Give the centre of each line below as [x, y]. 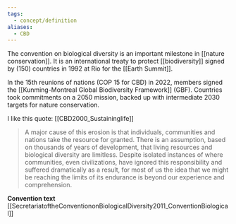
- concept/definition [45, 20]
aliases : [20, 27]
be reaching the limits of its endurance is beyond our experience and [124, 177]
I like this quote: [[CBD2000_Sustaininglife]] [70, 119]
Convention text [31, 199]
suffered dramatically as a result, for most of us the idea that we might [126, 170]
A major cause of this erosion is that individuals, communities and [120, 132]
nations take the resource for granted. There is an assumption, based [125, 140]
